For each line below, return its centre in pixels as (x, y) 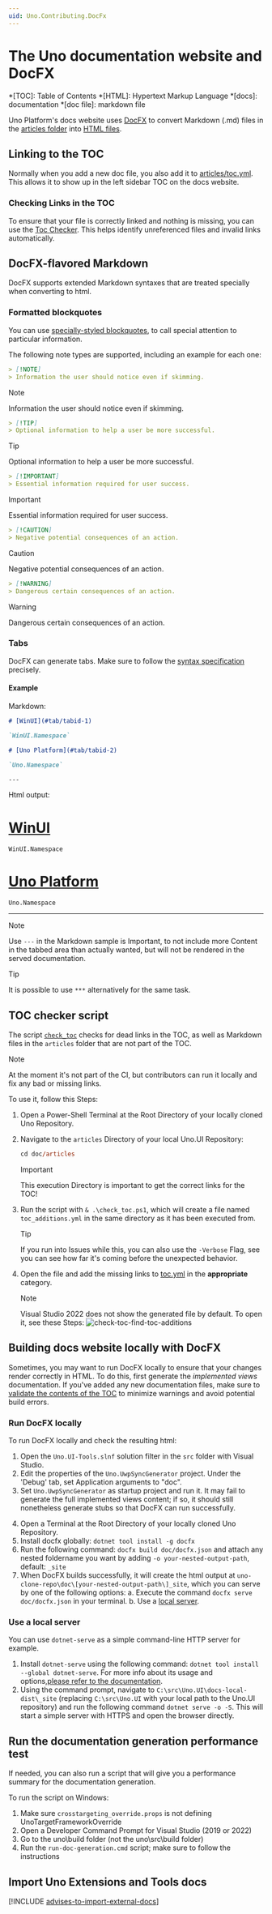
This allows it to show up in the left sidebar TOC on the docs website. (124, 182)
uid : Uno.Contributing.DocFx (57, 16)
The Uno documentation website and (135, 56)
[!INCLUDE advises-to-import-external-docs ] (84, 1901)
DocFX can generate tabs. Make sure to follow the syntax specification (127, 660)
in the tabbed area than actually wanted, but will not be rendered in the (127, 950)
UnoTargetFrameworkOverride (71, 1822)
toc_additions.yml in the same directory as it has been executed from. (138, 1218)
